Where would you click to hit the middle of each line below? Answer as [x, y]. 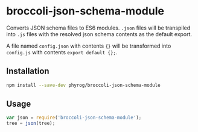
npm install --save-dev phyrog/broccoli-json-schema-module [84, 85]
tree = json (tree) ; [31, 124]
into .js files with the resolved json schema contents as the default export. [99, 34]
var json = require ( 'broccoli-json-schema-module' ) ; [74, 118]
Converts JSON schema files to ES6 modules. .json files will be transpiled [98, 28]
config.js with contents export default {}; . [62, 52]
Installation [28, 71]
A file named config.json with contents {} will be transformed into [89, 46]
